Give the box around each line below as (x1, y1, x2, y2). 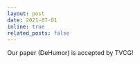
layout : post (7, 10, 45, 17)
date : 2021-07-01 (7, 17, 58, 24)
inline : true (7, 23, 45, 30)
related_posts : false (7, 29, 70, 37)
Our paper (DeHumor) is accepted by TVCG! (7, 49, 134, 57)
